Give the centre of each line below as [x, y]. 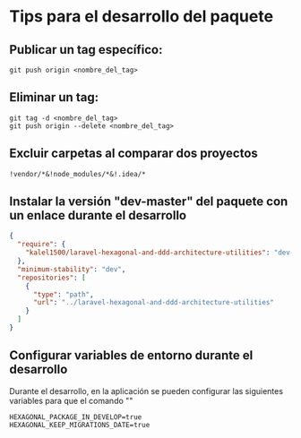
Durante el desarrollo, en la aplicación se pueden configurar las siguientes [146, 391]
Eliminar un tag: [54, 97]
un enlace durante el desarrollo [98, 215]
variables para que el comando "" [71, 400]
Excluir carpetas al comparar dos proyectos [133, 154]
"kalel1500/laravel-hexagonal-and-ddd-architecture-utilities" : [148, 253]
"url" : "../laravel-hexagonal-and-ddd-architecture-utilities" [154, 303]
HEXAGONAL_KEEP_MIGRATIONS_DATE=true [80, 425]
